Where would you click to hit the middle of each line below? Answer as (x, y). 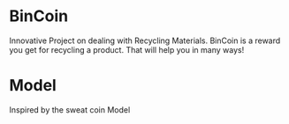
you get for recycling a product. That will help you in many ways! (127, 49)
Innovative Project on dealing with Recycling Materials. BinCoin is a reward (145, 40)
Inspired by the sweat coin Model (70, 109)
